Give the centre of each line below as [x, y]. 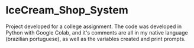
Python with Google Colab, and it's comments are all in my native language [97, 32]
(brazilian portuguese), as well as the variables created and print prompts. [96, 39]
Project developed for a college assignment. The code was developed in [94, 26]
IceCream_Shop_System [67, 10]
